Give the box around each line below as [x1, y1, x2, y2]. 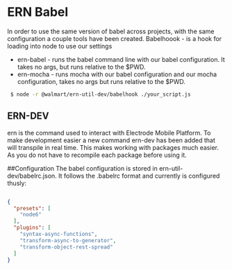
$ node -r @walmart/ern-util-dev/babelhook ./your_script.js [10, 91, 191, 98]
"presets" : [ [13, 205, 51, 212]
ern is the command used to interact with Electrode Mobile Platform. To [7, 128, 211, 137]
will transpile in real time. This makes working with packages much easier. [7, 143, 219, 151]
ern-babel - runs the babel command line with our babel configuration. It [17, 55, 226, 63]
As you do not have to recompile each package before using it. [7, 151, 188, 159]
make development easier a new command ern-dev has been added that [7, 136, 215, 144]
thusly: [7, 178, 26, 187]
